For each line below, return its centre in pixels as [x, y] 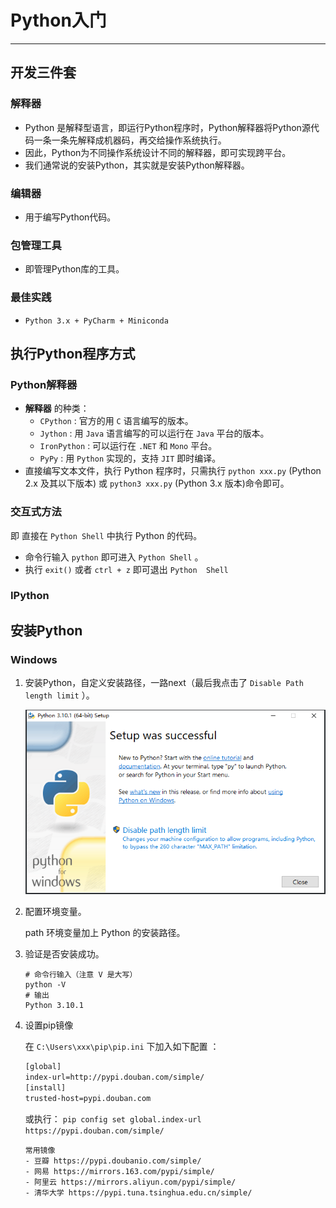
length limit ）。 [59, 695]
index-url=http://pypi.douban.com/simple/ [114, 1077]
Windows [34, 659]
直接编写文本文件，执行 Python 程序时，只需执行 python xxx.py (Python [173, 471]
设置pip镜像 [49, 1025]
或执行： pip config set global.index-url [113, 1118]
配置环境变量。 [55, 912]
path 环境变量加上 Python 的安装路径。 [105, 933]
